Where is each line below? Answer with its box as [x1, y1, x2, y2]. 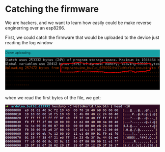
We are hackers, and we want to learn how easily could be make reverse [5, 20, 152, 26]
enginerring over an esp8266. [5, 25, 65, 30]
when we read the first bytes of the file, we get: [5, 94, 101, 100]
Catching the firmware [5, 3, 99, 15]
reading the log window [5, 39, 53, 45]
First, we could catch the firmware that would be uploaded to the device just [5, 34, 160, 40]
